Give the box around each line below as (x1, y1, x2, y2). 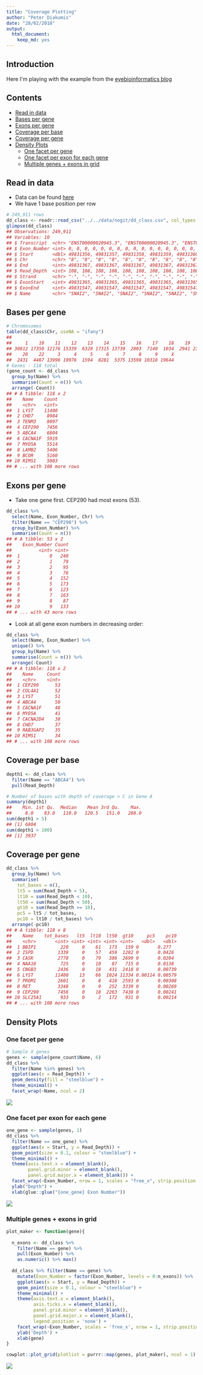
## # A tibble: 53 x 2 (6, 536, 63, 543)
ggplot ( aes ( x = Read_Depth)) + (11, 1071, 91, 1077)
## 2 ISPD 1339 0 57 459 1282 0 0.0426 (6, 950, 174, 956)
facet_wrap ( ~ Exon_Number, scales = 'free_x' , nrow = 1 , (17, 1324, 161, 1330)
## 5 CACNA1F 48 (6, 704, 61, 710)
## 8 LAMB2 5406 (6, 446, 59, 453)
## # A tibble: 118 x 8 (6, 927, 66, 933)
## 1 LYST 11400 (6, 407, 59, 414)
